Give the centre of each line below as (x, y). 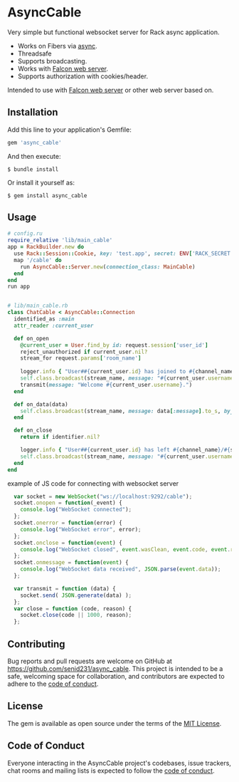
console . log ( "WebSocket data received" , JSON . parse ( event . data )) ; (121, 569)
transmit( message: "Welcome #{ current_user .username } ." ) (106, 385)
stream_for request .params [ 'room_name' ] (81, 358)
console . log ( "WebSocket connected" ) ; (76, 510)
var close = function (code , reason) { (73, 609)
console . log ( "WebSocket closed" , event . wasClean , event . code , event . (126, 549)
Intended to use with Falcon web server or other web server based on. (111, 90)
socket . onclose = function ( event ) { (68, 543)
